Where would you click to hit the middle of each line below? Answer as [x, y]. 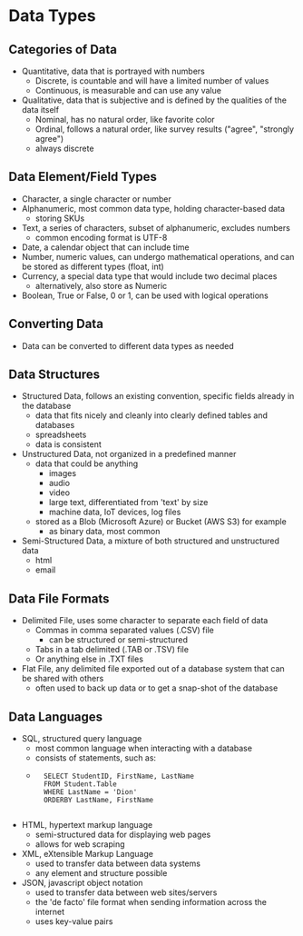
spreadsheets [61, 435]
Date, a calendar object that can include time [105, 247]
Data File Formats [59, 598]
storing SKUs [60, 218]
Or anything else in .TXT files [89, 659]
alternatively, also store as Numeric [101, 285]
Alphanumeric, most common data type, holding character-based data [153, 208]
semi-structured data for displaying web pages [123, 835]
